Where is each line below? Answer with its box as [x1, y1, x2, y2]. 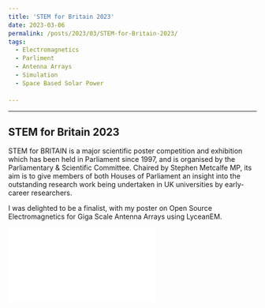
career [8, 188, 30, 197]
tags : [8, 38, 26, 46]
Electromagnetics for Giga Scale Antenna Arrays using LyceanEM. [8, 212, 222, 221]
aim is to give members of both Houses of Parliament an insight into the [8, 171, 241, 181]
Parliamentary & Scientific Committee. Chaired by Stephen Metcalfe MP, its [8, 163, 252, 173]
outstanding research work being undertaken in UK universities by [8, 180, 223, 190]
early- [224, 180, 244, 190]
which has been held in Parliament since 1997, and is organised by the [8, 155, 236, 164]
